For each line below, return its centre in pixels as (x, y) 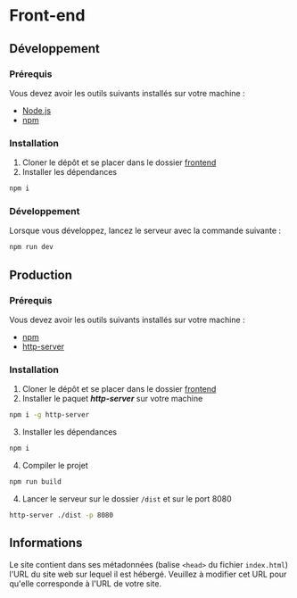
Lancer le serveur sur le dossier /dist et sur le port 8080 (127, 498)
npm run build (36, 482)
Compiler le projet (55, 465)
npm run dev (31, 247)
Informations (46, 543)
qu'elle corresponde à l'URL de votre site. (86, 583)
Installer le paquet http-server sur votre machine (112, 399)
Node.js (37, 110)
